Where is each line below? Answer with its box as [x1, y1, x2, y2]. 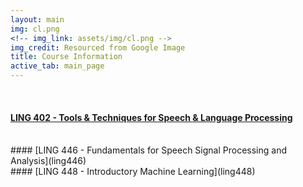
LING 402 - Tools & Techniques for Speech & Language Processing [10, 111, 293, 123]
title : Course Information [10, 52, 123, 62]
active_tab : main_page [10, 61, 105, 71]
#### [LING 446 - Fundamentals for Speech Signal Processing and [10, 144, 287, 156]
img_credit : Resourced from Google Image [10, 42, 186, 53]
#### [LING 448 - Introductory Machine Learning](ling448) [10, 166, 256, 178]
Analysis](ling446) [10, 155, 87, 167]
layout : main [10, 14, 65, 25]
